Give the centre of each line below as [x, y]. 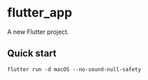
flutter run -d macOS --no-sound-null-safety [74, 69]
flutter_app [40, 13]
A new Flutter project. [38, 32]
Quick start [32, 53]
